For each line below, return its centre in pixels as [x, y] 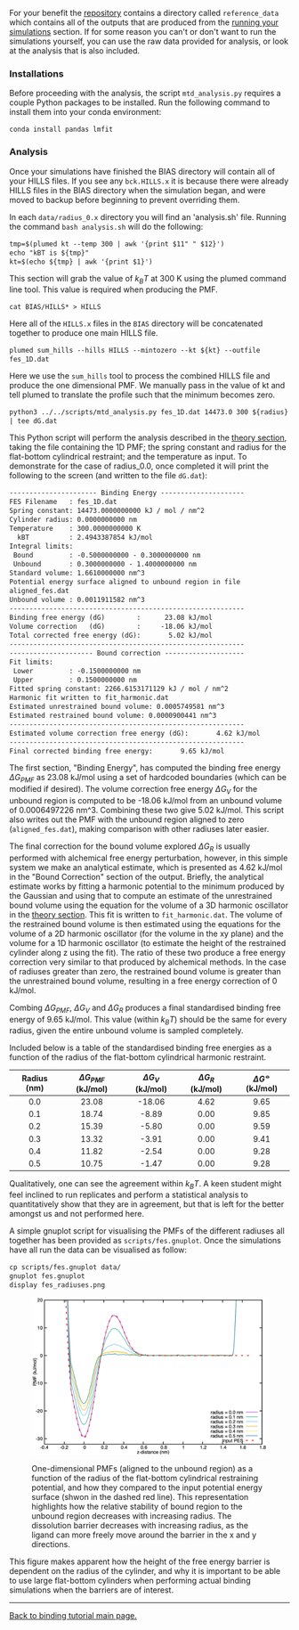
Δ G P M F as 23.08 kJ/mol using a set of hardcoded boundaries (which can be [148, 778]
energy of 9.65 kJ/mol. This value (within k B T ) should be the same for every [148, 1020]
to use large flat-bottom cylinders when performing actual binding [130, 1580]
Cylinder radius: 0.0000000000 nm [73, 520]
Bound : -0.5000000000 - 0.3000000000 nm [107, 556]
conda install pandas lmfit [61, 130]
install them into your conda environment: [85, 112]
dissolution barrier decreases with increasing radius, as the [140, 1525]
